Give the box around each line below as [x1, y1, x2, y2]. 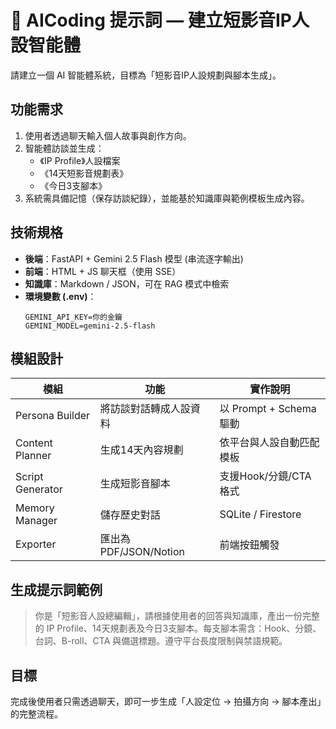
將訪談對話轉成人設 [99, 402, 191, 416]
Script [15, 470, 44, 484]
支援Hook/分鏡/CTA [219, 469, 312, 483]
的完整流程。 [10, 708, 63, 720]
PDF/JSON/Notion [99, 545, 186, 559]
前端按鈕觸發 [219, 538, 280, 552]
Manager [15, 514, 58, 528]
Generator [15, 482, 63, 496]
